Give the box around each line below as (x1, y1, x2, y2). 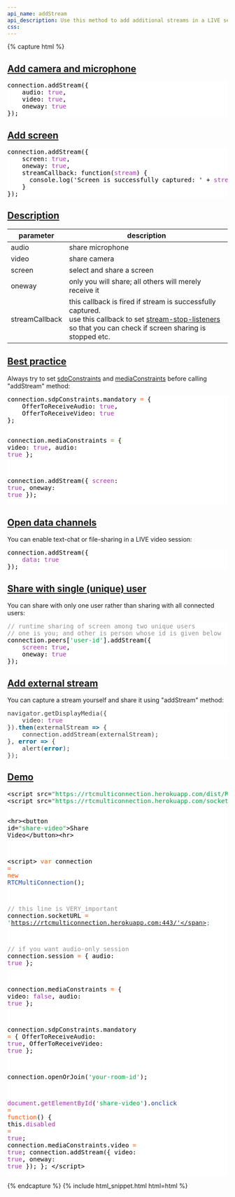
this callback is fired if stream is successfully (69, 296, 216, 306)
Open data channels (7, 517, 97, 529)
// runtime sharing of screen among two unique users (7, 622, 196, 631)
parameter (18, 231, 55, 240)
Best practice (7, 355, 67, 368)
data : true (22, 556, 59, 564)
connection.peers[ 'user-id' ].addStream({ (7, 636, 152, 645)
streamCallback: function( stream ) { (22, 169, 148, 177)
